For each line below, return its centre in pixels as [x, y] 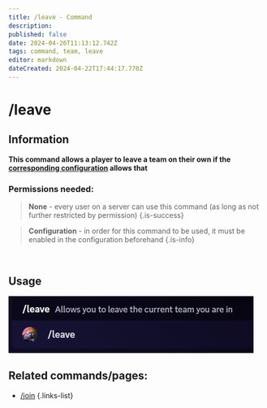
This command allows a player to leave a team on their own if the [120, 159]
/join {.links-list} [47, 395]
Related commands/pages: [78, 376]
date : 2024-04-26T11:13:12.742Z [63, 43]
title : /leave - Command [50, 17]
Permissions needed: [51, 189]
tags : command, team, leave [56, 52]
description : [30, 26]
